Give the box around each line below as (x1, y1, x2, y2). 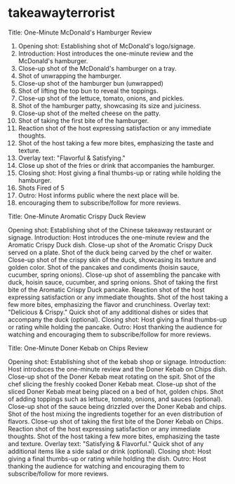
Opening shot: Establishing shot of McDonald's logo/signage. (18, 41, 196, 50)
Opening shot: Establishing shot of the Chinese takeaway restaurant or (8, 225, 213, 234)
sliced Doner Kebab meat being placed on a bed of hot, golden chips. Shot (8, 387, 224, 395)
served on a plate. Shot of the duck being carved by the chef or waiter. (8, 248, 213, 256)
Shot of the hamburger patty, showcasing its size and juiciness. (18, 101, 202, 110)
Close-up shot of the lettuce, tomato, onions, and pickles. (18, 93, 184, 103)
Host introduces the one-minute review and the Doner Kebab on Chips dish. (8, 365, 227, 373)
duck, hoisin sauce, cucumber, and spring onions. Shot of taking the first (8, 277, 218, 286)
